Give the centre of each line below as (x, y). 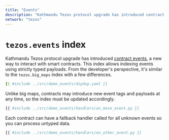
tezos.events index (46, 44)
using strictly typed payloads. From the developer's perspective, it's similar (84, 69)
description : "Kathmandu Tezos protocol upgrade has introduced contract (85, 15)
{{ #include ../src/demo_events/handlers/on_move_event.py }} (72, 109)
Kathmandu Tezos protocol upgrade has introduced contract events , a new (84, 58)
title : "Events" (22, 10)
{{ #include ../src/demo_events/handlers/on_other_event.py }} (74, 133)
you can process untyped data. (38, 124)
